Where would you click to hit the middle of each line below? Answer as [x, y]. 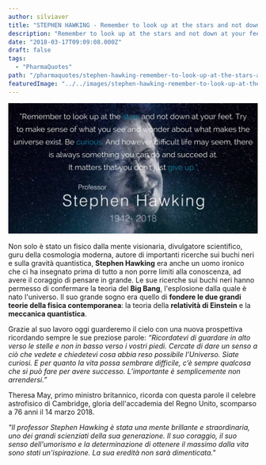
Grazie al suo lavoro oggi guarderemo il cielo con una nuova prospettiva [125, 329]
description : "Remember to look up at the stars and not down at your [127, 33]
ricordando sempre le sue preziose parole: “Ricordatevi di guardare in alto [129, 337]
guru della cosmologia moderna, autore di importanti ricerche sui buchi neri [131, 255]
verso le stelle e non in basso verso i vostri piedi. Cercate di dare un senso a [133, 346]
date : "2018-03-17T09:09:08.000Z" [65, 42]
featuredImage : [33, 83]
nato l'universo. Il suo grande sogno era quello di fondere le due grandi [125, 297]
